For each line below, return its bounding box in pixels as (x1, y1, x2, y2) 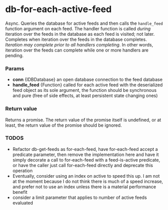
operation (12, 168, 33, 174)
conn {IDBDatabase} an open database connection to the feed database (12, 77, 162, 83)
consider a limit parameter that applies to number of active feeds (12, 194, 147, 200)
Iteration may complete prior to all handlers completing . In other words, (5, 41, 153, 47)
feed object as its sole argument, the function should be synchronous (12, 87, 157, 93)
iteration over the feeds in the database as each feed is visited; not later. (5, 31, 155, 37)
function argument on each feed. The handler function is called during (5, 25, 151, 31)
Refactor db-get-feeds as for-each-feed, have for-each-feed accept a (12, 146, 158, 152)
